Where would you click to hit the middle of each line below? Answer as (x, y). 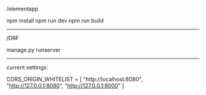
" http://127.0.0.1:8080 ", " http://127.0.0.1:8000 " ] (65, 86)
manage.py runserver (34, 50)
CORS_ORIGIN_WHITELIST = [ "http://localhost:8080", (74, 79)
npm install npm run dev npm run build (55, 20)
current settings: (27, 67)
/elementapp (22, 9)
